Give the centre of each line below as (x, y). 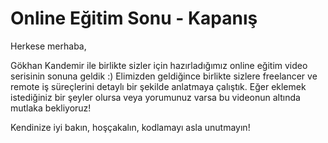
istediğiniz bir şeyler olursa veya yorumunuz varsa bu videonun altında (155, 97)
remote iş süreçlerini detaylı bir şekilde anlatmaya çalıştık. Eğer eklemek (158, 86)
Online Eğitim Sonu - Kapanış (134, 18)
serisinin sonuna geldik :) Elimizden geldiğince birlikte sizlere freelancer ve (164, 76)
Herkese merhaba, (48, 46)
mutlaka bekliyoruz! (51, 108)
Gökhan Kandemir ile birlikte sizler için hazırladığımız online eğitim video (159, 65)
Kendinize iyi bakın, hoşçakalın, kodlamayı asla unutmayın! (130, 127)
